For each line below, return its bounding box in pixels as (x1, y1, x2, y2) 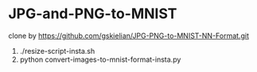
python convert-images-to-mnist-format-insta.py (19, 55, 181, 64)
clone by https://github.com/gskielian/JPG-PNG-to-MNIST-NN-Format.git (8, 31, 249, 40)
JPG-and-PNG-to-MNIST (8, 5, 177, 23)
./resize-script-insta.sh (19, 46, 95, 55)
